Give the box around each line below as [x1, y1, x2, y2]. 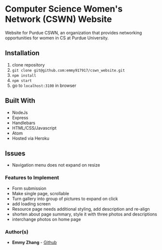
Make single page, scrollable [12, 190, 69, 196]
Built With [5, 97, 35, 105]
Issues [5, 149, 26, 157]
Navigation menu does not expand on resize [12, 162, 100, 168]
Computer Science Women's [5, 3, 123, 15]
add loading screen [12, 200, 51, 207]
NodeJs [12, 109, 28, 115]
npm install [12, 73, 36, 78]
